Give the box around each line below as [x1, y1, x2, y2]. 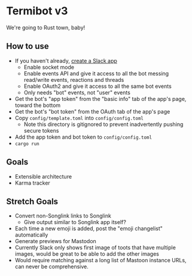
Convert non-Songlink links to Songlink [14, 212, 112, 219]
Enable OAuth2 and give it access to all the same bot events [23, 82, 172, 90]
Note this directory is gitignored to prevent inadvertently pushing [23, 121, 184, 128]
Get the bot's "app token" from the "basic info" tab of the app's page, [14, 95, 187, 102]
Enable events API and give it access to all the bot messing [23, 70, 169, 77]
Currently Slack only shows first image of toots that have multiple [14, 244, 176, 252]
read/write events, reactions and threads [23, 76, 124, 83]
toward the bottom [14, 102, 61, 109]
